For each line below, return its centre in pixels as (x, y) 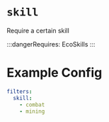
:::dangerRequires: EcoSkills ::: (51, 44)
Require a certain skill (38, 30)
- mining (32, 111)
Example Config (54, 73)
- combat (32, 104)
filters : (19, 91)
